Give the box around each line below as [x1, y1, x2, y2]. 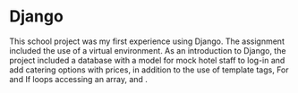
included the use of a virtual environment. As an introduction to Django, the [9, 45, 286, 55]
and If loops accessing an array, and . [9, 73, 148, 84]
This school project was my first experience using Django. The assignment [9, 36, 285, 46]
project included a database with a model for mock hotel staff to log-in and [9, 55, 285, 65]
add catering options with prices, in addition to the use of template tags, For [9, 64, 289, 75]
